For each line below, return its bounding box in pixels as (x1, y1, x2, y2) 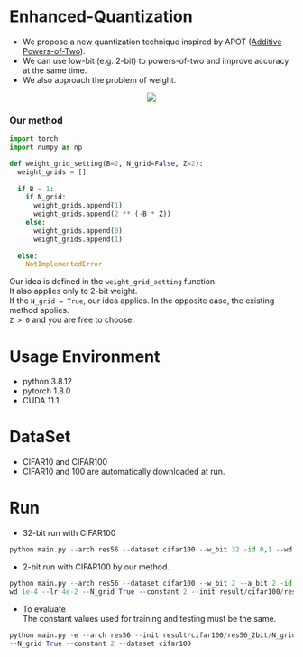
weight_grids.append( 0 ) (32, 226, 124, 236)
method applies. (9, 305, 69, 316)
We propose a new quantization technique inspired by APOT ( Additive (22, 36, 282, 47)
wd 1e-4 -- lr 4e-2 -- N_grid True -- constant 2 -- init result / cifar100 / (9, 587, 284, 597)
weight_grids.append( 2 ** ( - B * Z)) (32, 209, 171, 218)
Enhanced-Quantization (9, 6, 193, 27)
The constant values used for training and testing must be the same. (22, 613, 277, 624)
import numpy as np (9, 143, 83, 153)
